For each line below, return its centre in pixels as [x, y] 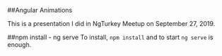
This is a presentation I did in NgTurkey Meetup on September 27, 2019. [111, 23]
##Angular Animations [40, 10]
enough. [19, 44]
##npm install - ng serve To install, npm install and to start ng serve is [110, 37]
